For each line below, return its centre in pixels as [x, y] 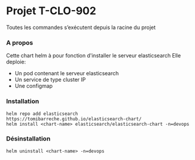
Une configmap [34, 86]
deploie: [16, 62]
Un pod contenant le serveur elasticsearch [67, 73]
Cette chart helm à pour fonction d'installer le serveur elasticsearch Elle [94, 56]
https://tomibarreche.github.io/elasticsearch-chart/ [74, 119]
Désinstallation [28, 139]
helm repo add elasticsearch [42, 114]
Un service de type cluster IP [50, 80]
